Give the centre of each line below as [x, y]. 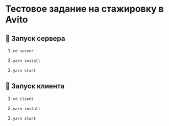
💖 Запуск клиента [35, 86]
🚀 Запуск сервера [35, 38]
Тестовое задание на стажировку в [85, 9]
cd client [23, 99]
